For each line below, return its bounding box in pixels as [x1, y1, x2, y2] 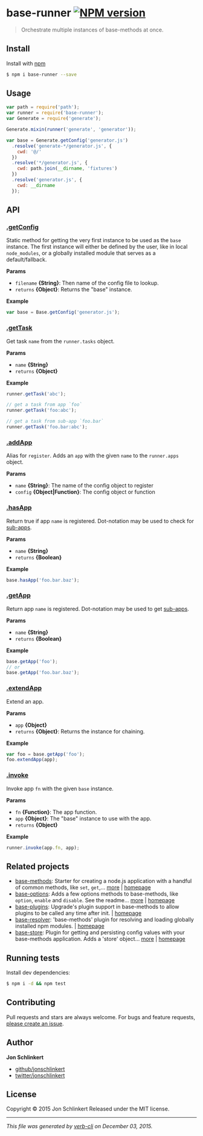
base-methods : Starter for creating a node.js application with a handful [14, 877, 192, 885]
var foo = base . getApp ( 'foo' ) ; [6, 751, 85, 757]
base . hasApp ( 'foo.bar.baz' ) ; [6, 577, 80, 583]
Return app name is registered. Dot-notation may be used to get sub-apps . [6, 605, 189, 612]
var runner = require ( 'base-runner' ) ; [6, 110, 104, 116]
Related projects [6, 861, 69, 871]
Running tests [6, 953, 60, 963]
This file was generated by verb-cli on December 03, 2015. [6, 1123, 153, 1130]
